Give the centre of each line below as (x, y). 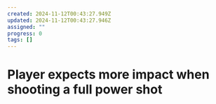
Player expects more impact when (108, 75)
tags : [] (20, 40)
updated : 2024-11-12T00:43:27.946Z (59, 20)
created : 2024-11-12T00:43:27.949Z (59, 14)
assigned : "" (26, 27)
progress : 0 (25, 33)
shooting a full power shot (85, 90)
